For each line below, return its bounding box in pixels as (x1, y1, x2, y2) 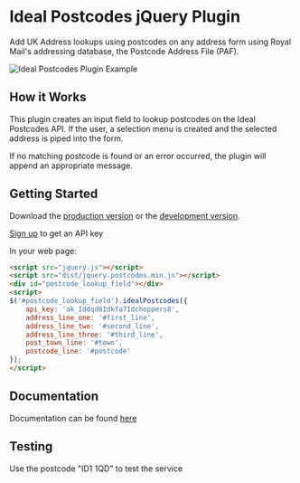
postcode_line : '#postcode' (25, 346, 131, 356)
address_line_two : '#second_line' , (25, 321, 160, 331)
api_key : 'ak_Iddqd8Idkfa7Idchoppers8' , (25, 305, 180, 314)
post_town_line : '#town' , (25, 338, 124, 347)
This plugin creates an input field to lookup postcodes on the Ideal (9, 113, 256, 124)
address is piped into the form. (9, 133, 124, 144)
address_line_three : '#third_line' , (25, 330, 164, 339)
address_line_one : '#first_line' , (25, 313, 155, 322)
